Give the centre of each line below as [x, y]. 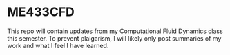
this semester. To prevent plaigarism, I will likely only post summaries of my [114, 38]
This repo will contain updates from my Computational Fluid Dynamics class [115, 31]
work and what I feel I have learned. [58, 45]
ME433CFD [41, 12]
